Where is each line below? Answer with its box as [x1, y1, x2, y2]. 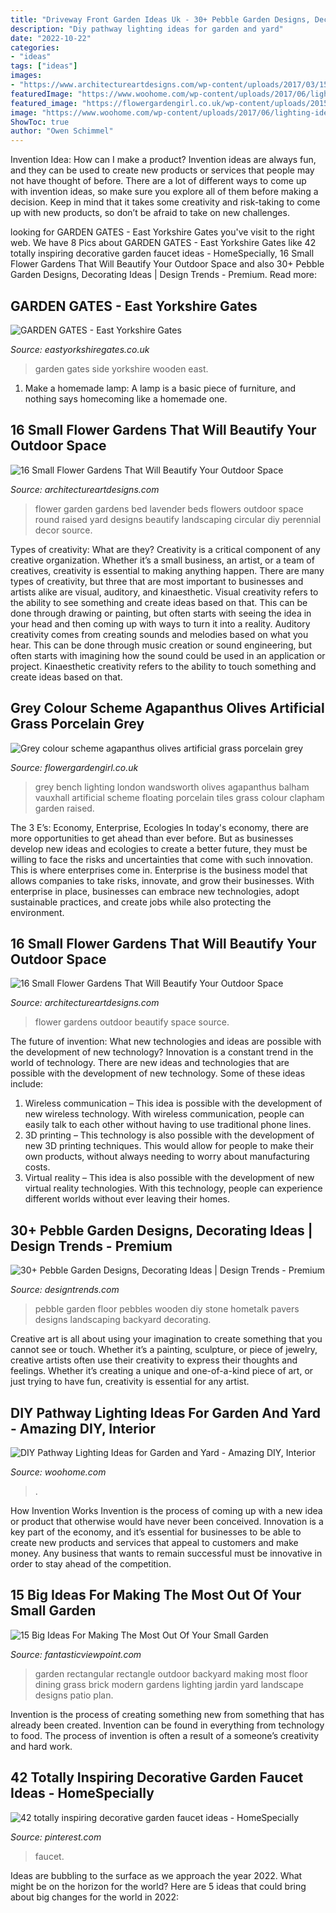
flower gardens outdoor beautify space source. [34, 1016, 230, 1028]
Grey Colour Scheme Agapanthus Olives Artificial [10, 700, 325, 717]
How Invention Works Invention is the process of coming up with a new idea [10, 1505, 323, 1516]
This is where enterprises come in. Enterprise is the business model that [10, 864, 308, 876]
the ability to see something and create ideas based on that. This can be [10, 596, 308, 608]
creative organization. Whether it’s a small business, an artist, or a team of [10, 554, 315, 566]
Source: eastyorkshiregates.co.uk [10, 343, 150, 355]
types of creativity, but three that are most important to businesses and [10, 575, 304, 587]
